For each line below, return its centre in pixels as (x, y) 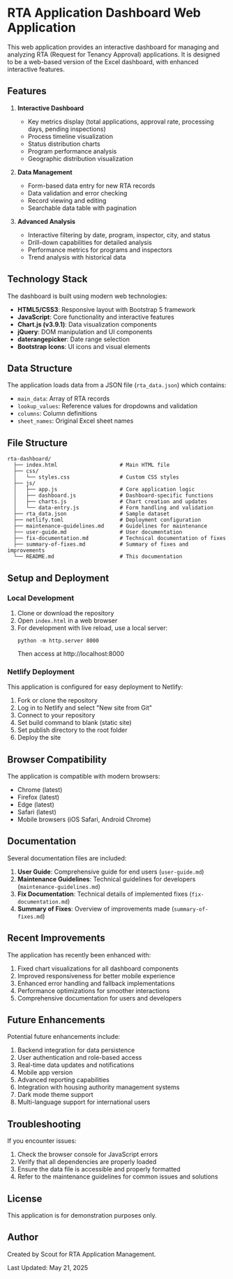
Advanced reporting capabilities (63, 1080)
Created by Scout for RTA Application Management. (82, 1254)
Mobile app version (45, 1072)
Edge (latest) (36, 805)
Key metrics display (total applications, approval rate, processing (121, 121)
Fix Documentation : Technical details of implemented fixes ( (104, 894)
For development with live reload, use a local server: (92, 628)
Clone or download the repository (66, 613)
